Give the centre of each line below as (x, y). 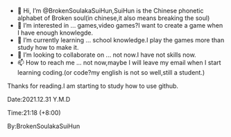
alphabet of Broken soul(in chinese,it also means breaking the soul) (113, 18)
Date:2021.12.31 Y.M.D (39, 99)
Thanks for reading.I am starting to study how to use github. (93, 86)
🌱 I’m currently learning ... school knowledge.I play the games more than (121, 40)
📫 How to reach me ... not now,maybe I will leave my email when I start (119, 63)
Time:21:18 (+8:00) (34, 113)
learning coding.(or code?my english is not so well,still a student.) (111, 72)
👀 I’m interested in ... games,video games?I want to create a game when (120, 25)
